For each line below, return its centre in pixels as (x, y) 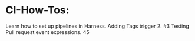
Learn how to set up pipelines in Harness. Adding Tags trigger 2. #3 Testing (97, 26)
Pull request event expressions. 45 (47, 32)
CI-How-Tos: (37, 10)
